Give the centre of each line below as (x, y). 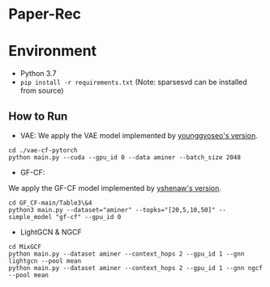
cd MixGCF (25, 247)
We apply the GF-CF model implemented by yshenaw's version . (115, 188)
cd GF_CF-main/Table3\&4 (50, 203)
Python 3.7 (38, 74)
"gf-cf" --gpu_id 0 (88, 217)
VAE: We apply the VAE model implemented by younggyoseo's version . (139, 135)
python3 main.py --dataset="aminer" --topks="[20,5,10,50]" (112, 210)
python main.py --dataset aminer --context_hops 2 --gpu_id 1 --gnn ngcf (136, 268)
